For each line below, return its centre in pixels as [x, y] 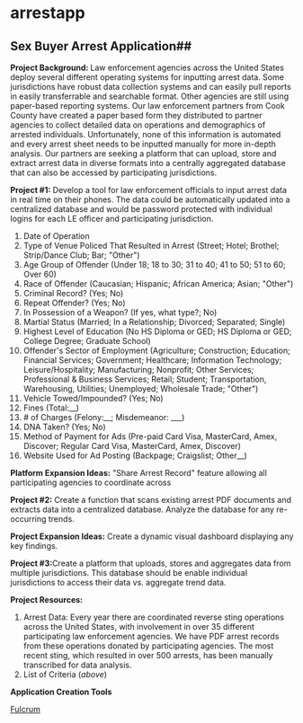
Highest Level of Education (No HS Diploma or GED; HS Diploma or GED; [157, 331]
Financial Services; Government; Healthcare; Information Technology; [152, 360]
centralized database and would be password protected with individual [142, 209]
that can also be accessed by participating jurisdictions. [114, 172]
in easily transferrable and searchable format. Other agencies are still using [150, 96]
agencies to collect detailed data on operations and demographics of [138, 125]
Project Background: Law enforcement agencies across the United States [147, 67]
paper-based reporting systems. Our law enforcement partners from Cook [148, 106]
